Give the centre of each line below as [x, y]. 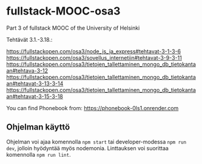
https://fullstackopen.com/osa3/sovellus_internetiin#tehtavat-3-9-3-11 [94, 57]
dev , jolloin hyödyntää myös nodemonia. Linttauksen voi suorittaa [87, 148]
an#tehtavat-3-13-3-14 [35, 84]
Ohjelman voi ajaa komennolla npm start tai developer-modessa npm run [96, 142]
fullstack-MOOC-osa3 [63, 11]
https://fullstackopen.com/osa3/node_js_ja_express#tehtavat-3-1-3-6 [93, 51]
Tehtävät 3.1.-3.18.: [29, 39]
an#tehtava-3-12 [27, 70]
